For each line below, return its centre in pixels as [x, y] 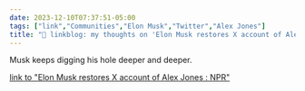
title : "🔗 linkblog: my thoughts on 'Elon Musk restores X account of [146, 34]
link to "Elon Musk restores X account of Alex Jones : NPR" [120, 77]
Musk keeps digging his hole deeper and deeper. [101, 60]
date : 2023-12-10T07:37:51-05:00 [73, 18]
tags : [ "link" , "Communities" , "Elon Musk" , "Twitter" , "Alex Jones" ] [138, 26]
